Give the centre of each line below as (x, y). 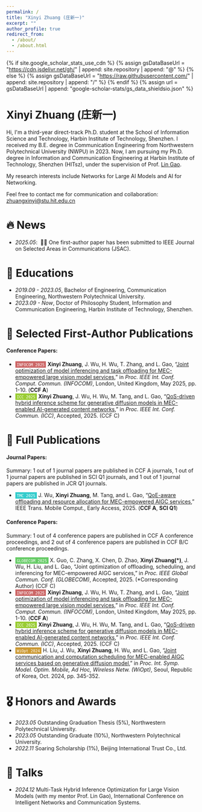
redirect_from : (25, 35)
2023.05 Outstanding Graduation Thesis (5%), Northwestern (90, 722)
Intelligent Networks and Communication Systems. (78, 802)
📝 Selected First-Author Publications (100, 333)
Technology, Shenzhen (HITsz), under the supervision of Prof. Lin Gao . (94, 164)
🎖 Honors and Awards (61, 701)
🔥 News (26, 225)
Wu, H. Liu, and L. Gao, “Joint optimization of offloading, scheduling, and (105, 566)
